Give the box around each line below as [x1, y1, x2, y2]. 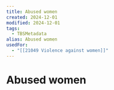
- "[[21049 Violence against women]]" [11, 48, 109, 54]
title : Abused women [6, 8, 58, 15]
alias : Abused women [6, 36, 58, 42]
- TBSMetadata [11, 31, 47, 37]
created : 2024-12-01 [6, 14, 58, 20]
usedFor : [6, 42, 28, 48]
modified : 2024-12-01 [6, 20, 61, 26]
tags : [6, 25, 20, 32]
